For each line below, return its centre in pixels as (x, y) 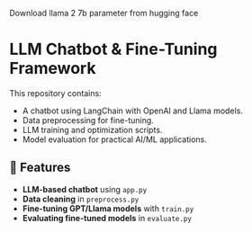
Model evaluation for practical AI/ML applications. (114, 139)
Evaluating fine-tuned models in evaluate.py (107, 218)
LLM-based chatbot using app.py (85, 189)
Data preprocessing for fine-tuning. (88, 120)
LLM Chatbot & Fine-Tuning (113, 49)
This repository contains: (55, 93)
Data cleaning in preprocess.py (81, 199)
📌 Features (40, 168)
